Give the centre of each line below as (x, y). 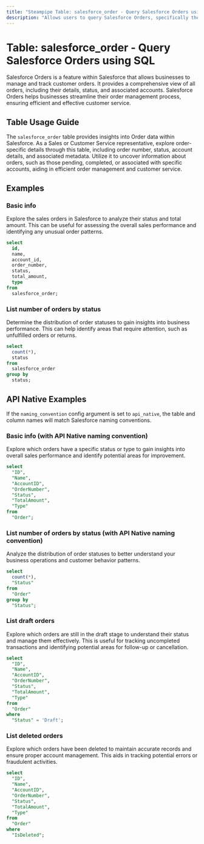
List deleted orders (35, 736)
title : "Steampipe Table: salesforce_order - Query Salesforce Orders (97, 12)
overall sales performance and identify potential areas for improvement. (96, 455)
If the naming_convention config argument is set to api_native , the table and (101, 413)
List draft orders (30, 621)
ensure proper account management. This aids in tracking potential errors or (102, 755)
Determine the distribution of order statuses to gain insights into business (98, 322)
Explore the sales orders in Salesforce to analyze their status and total (93, 219)
